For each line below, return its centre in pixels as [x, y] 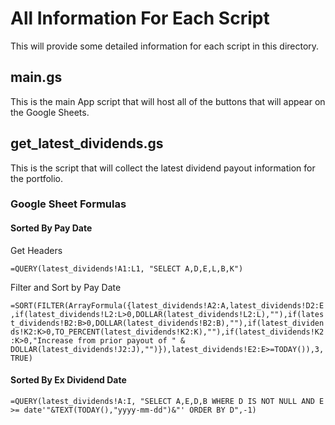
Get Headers [36, 250]
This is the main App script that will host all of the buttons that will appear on [168, 101]
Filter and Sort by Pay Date [66, 287]
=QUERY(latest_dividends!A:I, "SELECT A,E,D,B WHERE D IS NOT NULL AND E [167, 401]
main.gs [36, 77]
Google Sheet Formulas [68, 204]
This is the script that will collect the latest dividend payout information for [163, 168]
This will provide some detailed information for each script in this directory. [165, 46]
